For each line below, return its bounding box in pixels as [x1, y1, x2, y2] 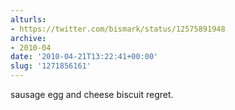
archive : [10, 33, 47, 43]
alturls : [10, 14, 47, 25]
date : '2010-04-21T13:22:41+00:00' [10, 52, 159, 62]
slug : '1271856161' [10, 61, 92, 71]
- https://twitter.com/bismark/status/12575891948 [10, 24, 226, 34]
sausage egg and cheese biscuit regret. [10, 89, 174, 100]
